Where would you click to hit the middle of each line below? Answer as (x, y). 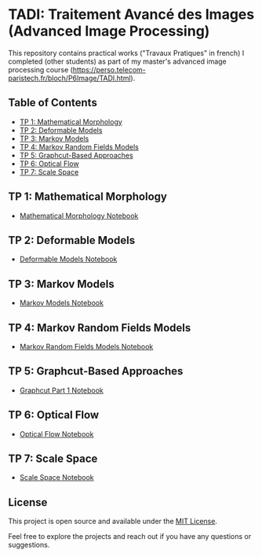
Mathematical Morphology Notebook (79, 216)
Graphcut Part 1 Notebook (62, 390)
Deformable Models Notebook (68, 259)
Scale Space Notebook (56, 478)
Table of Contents (53, 103)
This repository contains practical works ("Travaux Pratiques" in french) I (126, 53)
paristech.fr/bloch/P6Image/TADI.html (69, 78)
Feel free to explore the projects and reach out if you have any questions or (130, 537)
